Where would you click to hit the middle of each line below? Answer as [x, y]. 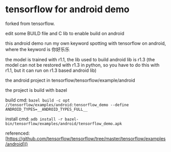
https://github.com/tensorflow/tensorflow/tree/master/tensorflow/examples [86, 138]
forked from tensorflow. [30, 23]
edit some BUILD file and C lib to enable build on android [65, 33]
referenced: [18, 133]
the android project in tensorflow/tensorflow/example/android [70, 80]
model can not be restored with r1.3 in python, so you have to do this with [82, 65]
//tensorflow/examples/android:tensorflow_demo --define [67, 105]
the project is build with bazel [36, 90]
